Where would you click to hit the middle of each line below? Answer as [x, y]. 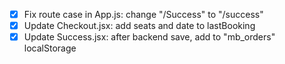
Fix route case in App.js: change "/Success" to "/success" [143, 14]
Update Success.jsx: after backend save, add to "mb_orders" [149, 37]
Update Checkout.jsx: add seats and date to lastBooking [139, 26]
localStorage [50, 48]
